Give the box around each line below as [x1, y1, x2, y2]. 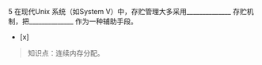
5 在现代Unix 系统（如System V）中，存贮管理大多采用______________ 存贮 [8, 7, 247, 16]
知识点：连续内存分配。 [27, 49, 104, 57]
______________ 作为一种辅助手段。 [28, 16, 139, 26]
